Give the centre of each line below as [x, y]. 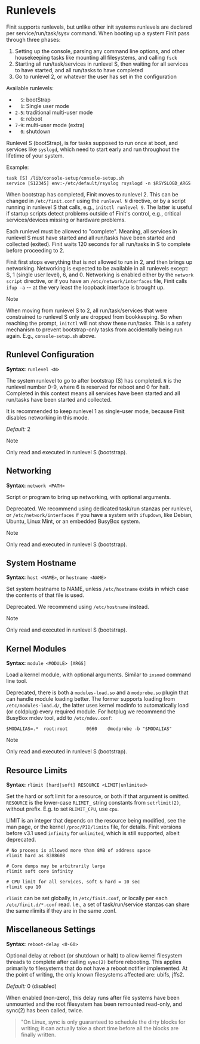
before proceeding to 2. [35, 250]
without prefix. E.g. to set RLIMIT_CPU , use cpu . [63, 809]
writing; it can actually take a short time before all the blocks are [100, 1028]
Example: [18, 167]
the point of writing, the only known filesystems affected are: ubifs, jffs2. [96, 974]
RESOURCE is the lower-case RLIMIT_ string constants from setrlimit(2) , [93, 803]
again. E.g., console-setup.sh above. [51, 335]
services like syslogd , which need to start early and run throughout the [93, 149]
